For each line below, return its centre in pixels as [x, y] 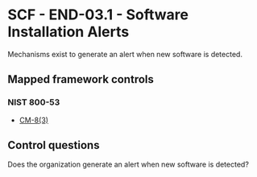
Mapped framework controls [81, 79]
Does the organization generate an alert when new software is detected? [128, 165]
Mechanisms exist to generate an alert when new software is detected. [125, 54]
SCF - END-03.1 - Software [98, 15]
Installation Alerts [68, 32]
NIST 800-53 [34, 102]
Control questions [54, 145]
